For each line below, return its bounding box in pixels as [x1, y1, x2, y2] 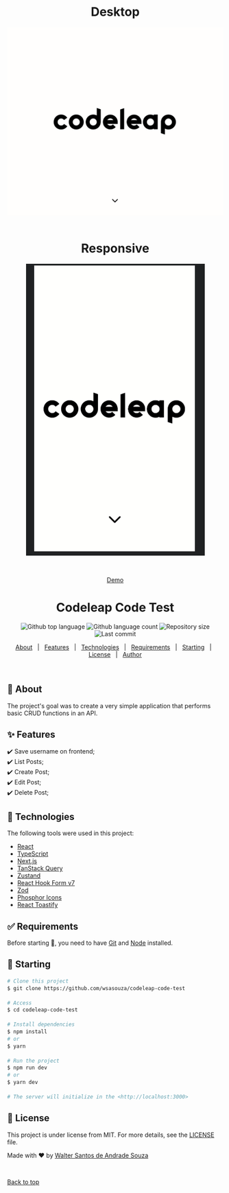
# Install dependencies [7, 1021, 75, 1028]
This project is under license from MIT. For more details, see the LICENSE [7, 1131, 215, 1139]
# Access [7, 999, 32, 1007]
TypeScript [16, 849, 49, 858]
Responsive [81, 241, 149, 256]
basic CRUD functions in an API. [7, 709, 98, 717]
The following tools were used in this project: [7, 829, 134, 837]
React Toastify [16, 901, 58, 909]
